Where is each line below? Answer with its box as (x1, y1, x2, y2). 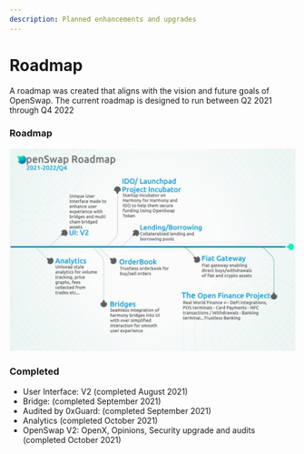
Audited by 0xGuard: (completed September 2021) (22, 405, 211, 416)
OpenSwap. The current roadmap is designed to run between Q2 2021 (9, 95, 272, 106)
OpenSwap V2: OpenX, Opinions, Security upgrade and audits (22, 424, 256, 436)
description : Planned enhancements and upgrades (9, 15, 197, 24)
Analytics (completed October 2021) (22, 415, 159, 426)
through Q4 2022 (9, 105, 74, 116)
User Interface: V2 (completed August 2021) (22, 386, 189, 397)
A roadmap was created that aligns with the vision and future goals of (9, 85, 270, 96)
